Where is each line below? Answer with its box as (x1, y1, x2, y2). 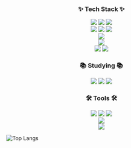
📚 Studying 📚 (79, 61, 124, 70)
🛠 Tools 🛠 (85, 93, 118, 102)
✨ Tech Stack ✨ (78, 5, 125, 13)
